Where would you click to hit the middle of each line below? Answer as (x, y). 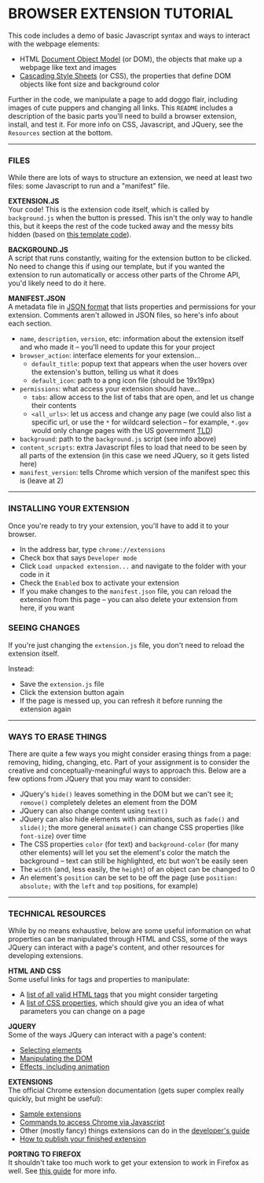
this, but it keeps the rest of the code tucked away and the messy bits (121, 226)
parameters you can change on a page (82, 1012)
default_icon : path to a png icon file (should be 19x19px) (123, 380)
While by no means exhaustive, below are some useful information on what (130, 931)
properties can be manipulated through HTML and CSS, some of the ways (128, 939)
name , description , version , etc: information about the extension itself (132, 339)
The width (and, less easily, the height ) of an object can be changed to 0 (137, 869)
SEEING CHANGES (44, 628)
